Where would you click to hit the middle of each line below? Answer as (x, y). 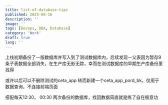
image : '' (15, 24)
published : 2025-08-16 (29, 14)
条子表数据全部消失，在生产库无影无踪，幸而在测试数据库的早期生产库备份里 (84, 63)
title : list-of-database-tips (37, 10)
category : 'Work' (23, 33)
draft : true (17, 38)
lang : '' (14, 42)
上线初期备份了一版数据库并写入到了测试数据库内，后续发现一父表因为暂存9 (83, 57)
